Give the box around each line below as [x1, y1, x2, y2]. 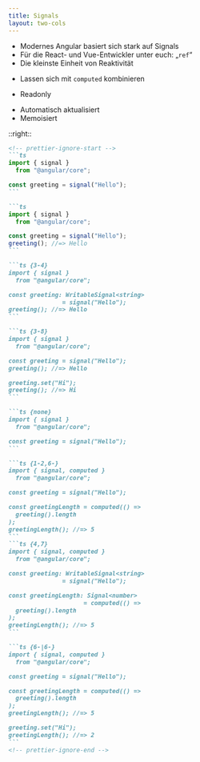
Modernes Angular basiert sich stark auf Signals [19, 41, 179, 50]
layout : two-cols [8, 19, 66, 27]
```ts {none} [8, 408, 52, 416]
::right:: [8, 129, 32, 138]
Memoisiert [19, 113, 58, 122]
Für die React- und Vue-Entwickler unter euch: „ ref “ [19, 50, 193, 59]
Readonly [19, 89, 52, 98]
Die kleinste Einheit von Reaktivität [19, 58, 134, 68]
